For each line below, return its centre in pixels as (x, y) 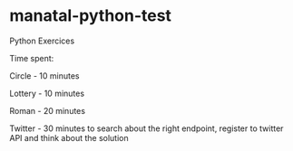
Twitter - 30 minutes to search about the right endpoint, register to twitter (146, 128)
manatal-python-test (91, 16)
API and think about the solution (69, 137)
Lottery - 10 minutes (47, 93)
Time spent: (32, 58)
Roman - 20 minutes (48, 110)
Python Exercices (42, 41)
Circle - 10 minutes (44, 75)
